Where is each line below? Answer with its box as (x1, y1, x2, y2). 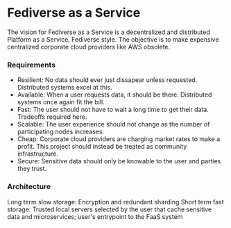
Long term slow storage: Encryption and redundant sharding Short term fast (7, 197, 224, 206)
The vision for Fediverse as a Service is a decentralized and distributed (7, 28, 210, 36)
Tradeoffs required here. (17, 113, 87, 121)
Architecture (7, 182, 51, 192)
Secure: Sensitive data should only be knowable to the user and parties (17, 157, 221, 165)
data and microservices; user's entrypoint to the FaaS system (7, 212, 183, 220)
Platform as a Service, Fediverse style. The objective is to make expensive (7, 35, 220, 43)
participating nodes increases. (17, 127, 105, 136)
